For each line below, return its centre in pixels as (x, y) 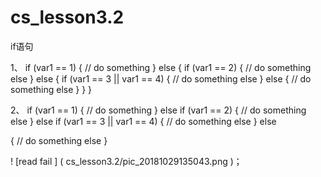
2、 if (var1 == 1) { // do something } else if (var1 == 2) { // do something (158, 110)
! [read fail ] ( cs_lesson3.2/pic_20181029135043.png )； (126, 161)
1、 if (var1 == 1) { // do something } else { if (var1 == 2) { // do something (161, 67)
